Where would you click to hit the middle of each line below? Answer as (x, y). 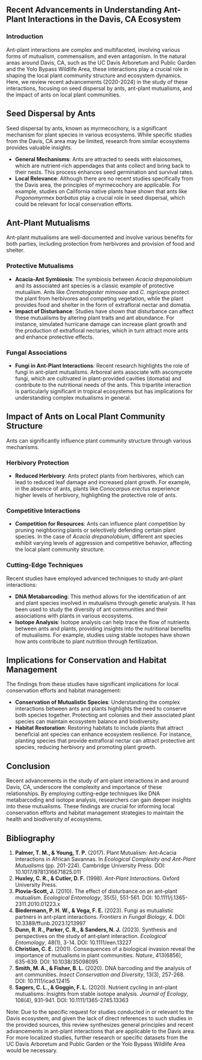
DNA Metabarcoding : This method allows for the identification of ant (100, 596)
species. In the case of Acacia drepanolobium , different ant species (99, 537)
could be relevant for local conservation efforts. (74, 204)
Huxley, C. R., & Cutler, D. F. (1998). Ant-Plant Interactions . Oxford (97, 878)
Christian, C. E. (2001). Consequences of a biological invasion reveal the (105, 949)
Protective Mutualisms (40, 266)
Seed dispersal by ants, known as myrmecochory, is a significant (87, 128)
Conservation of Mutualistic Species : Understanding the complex (97, 702)
